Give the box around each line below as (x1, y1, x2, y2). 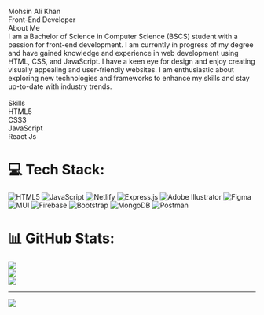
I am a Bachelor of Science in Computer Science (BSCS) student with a (8, 31, 238, 41)
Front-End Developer (8, 15, 76, 24)
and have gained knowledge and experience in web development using (8, 49, 239, 57)
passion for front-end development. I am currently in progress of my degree (8, 40, 254, 49)
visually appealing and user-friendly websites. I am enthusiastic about (8, 65, 234, 74)
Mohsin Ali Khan (8, 7, 61, 16)
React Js (8, 132, 37, 141)
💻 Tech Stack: (8, 161, 105, 179)
